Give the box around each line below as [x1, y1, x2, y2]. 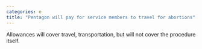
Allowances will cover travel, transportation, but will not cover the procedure [6, 30, 196, 38]
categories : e [6, 8, 42, 15]
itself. [6, 37, 20, 44]
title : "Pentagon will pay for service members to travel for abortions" [6, 14, 196, 20]
